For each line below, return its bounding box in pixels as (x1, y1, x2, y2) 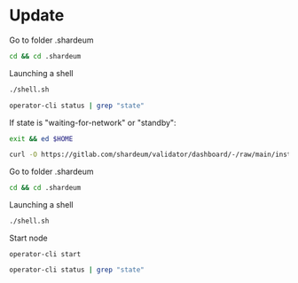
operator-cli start (9, 250, 82, 259)
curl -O (9, 150, 38, 160)
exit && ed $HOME (9, 134, 74, 143)
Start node (9, 232, 48, 244)
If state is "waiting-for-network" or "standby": (9, 117, 176, 128)
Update (9, 5, 65, 26)
